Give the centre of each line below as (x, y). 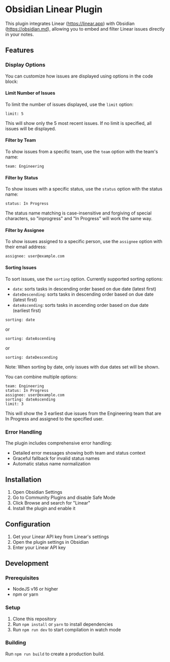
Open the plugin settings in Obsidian (50, 542)
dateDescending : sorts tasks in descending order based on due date (83, 294)
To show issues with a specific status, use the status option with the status (84, 189)
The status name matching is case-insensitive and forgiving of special (78, 213)
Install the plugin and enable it (44, 508)
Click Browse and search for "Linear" (51, 502)
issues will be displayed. (31, 128)
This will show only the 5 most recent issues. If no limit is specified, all (79, 123)
